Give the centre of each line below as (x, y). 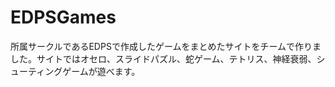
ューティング (36, 71)
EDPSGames (63, 17)
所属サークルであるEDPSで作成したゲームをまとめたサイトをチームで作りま (166, 46)
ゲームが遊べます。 (101, 71)
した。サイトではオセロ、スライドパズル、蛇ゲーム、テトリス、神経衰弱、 (163, 58)
